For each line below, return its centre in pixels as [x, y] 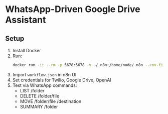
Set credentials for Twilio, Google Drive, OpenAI [62, 80]
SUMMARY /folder [39, 106]
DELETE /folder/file [40, 96]
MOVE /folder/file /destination [51, 101]
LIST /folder [32, 90]
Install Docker [27, 50]
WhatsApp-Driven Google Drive [73, 9]
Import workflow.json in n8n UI [44, 74]
